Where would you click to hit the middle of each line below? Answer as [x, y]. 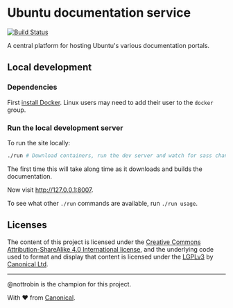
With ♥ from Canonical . [41, 298]
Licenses [27, 225]
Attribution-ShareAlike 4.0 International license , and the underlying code [110, 249]
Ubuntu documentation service [99, 13]
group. [17, 110]
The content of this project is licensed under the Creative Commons [104, 242]
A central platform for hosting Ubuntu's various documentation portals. [109, 45]
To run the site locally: [39, 143]
